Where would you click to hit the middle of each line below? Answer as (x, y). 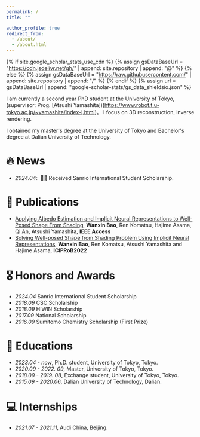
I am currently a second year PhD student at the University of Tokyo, (90, 99)
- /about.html (29, 45)
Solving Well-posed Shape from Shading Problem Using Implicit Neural (102, 237)
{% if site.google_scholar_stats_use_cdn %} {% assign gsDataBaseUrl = (95, 62)
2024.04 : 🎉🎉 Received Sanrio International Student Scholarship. (94, 178)
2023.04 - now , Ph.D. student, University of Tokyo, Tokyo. (86, 362)
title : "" (19, 17)
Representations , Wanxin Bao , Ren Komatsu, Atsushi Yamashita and (99, 244)
